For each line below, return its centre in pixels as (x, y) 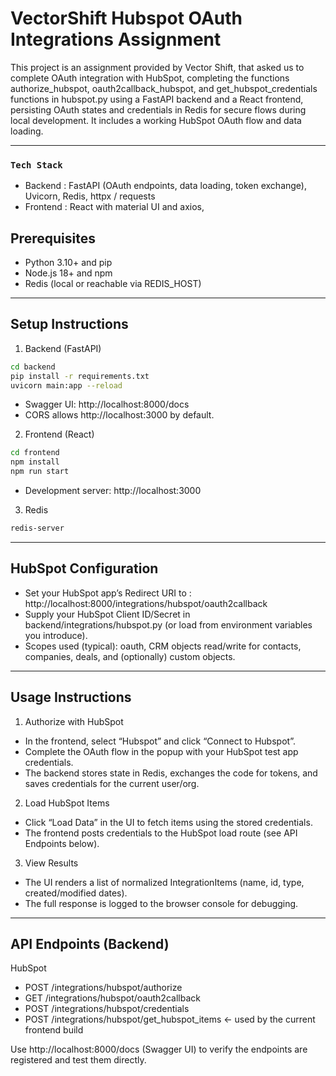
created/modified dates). (76, 893)
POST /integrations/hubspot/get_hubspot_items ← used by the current (170, 1019)
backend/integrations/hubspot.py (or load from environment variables (168, 624)
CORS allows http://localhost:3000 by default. (119, 415)
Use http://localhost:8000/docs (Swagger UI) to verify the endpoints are (159, 1049)
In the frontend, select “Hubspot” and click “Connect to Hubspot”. (160, 741)
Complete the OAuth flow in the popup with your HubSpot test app (161, 751)
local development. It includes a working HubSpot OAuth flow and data (156, 120)
